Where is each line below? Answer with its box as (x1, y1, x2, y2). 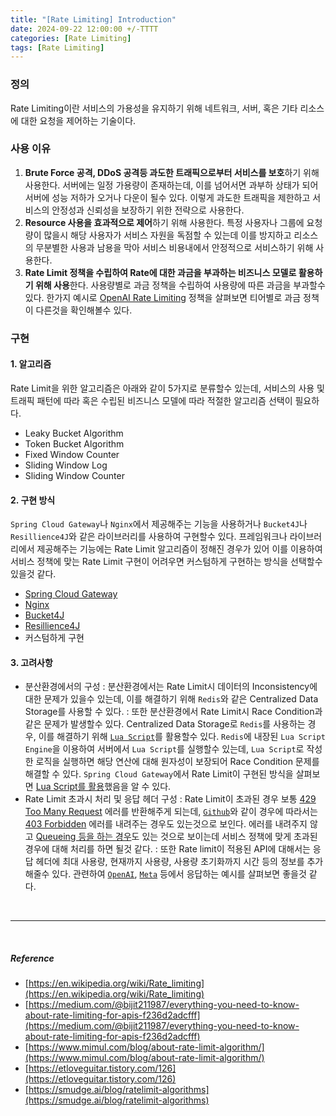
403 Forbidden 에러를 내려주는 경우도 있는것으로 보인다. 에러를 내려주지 (24, 818, 308, 830)
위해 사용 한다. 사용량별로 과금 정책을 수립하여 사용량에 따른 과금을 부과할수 (34, 279, 326, 291)
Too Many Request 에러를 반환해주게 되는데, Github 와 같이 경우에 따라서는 (24, 806, 318, 818)
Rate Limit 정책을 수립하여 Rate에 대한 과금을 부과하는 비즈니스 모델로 (24, 266, 297, 278)
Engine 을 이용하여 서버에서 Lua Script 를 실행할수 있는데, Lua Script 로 (24, 743, 305, 755)
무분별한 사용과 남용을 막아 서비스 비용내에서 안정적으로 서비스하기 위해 (35, 241, 314, 253)
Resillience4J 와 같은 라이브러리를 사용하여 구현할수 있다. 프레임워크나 (10, 531, 288, 543)
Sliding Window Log (24, 459, 108, 471)
